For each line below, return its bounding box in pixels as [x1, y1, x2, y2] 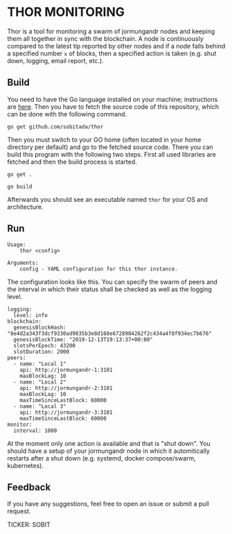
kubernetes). [7, 461, 44, 470]
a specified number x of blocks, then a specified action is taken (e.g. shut [7, 49, 217, 58]
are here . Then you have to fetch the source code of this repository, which [7, 102, 220, 111]
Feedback [7, 481, 51, 493]
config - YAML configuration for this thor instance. [19, 265, 178, 273]
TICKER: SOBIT [7, 521, 51, 529]
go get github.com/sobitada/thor [7, 123, 104, 130]
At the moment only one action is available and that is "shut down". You [7, 439, 211, 447]
